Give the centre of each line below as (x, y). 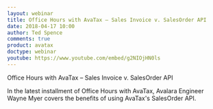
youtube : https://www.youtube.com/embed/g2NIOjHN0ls (84, 58)
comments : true (29, 39)
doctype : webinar (32, 52)
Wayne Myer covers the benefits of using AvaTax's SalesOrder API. (102, 98)
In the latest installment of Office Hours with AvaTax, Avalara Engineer (105, 90)
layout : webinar (30, 13)
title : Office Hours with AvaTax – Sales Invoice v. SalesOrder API (107, 20)
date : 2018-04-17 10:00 (41, 26)
